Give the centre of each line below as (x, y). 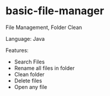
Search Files (29, 62)
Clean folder (29, 74)
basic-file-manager (55, 11)
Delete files (28, 81)
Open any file (31, 87)
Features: (17, 50)
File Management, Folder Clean (44, 27)
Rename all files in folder (44, 68)
